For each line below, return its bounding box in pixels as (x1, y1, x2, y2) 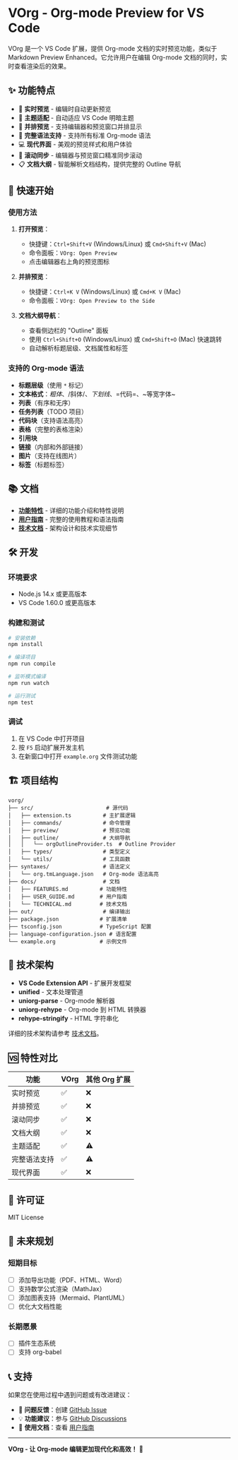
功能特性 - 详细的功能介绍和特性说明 (18, 506, 124, 515)
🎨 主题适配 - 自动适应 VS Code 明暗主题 (18, 113, 135, 121)
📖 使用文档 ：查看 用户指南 (18, 1423, 95, 1432)
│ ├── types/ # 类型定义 (8, 848, 131, 855)
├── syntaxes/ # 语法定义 (8, 863, 131, 870)
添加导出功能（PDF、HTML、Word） (18, 1276, 126, 1284)
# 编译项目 (8, 654, 36, 661)
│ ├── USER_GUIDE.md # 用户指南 (8, 893, 128, 900)
